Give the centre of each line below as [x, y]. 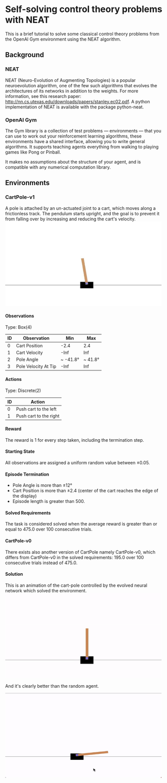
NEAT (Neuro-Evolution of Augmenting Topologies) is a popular [70, 80]
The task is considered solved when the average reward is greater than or [81, 524]
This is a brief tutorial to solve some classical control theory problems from [82, 34]
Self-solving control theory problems [84, 9]
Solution [14, 574]
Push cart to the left [36, 409]
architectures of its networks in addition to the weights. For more [72, 91]
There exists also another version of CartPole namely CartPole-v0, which [80, 552]
